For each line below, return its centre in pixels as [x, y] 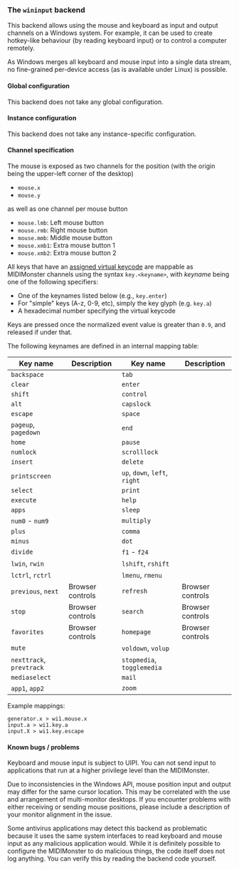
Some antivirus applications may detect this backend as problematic [107, 829]
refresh [135, 591]
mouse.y [29, 195]
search [133, 611]
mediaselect [31, 677]
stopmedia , [139, 659]
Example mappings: [36, 705]
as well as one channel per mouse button [68, 209]
